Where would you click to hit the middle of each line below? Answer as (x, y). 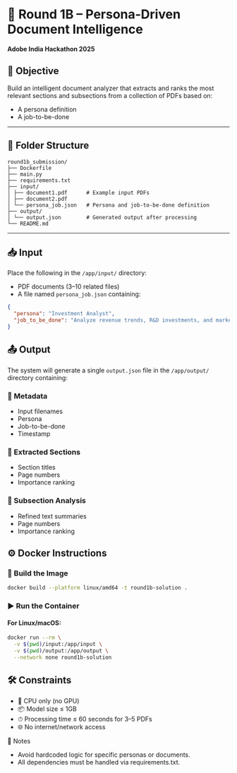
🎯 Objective (33, 71)
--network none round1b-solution (63, 657)
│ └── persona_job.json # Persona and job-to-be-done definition (109, 205)
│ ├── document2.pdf (38, 199)
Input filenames (40, 411)
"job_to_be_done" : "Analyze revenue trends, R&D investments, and (113, 320)
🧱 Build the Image (38, 573)
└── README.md (28, 224)
